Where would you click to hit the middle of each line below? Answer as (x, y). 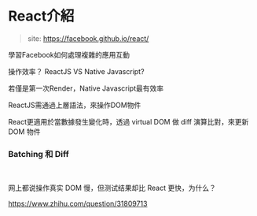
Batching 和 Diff (39, 154)
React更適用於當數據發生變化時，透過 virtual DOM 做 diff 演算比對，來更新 (128, 121)
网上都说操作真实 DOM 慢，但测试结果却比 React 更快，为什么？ (112, 188)
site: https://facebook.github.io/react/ (88, 38)
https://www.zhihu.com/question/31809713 (78, 204)
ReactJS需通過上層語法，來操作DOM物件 (75, 105)
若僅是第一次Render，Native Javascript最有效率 (86, 88)
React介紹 (41, 16)
